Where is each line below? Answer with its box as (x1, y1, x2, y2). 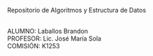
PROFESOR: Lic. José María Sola (7, 34, 101, 43)
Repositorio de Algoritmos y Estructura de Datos (7, 6, 147, 14)
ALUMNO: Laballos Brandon (7, 27, 89, 35)
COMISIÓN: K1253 (7, 42, 60, 50)
